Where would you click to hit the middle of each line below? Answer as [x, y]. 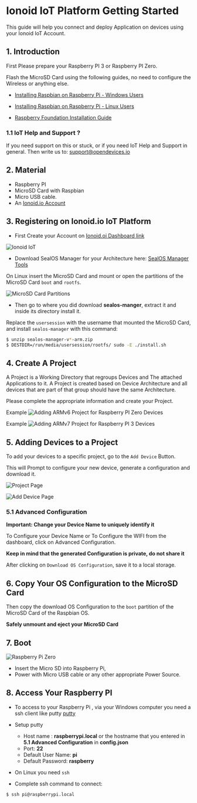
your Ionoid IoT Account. [36, 33]
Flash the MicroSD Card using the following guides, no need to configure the [98, 77]
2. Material [26, 170]
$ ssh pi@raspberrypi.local [40, 794]
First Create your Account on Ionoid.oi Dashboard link [79, 235]
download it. [21, 474]
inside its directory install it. [47, 311]
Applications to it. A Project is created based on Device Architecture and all [97, 384]
